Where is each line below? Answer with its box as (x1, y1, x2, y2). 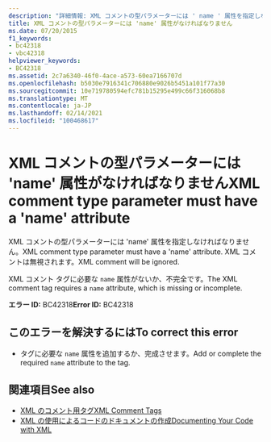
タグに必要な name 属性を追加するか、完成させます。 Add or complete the (19, 348, 262, 358)
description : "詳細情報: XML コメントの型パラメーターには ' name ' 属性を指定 (8, 11, 255, 20)
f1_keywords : (8, 34, 52, 43)
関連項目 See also (8, 383, 95, 397)
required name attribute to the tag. (19, 357, 131, 367)
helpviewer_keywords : (8, 57, 81, 65)
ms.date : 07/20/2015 (8, 27, 78, 35)
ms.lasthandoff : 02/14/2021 (8, 110, 103, 118)
